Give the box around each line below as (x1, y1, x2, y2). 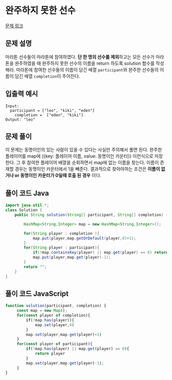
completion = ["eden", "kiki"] (14, 112, 83, 118)
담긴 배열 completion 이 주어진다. (14, 73, 80, 79)
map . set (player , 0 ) (35, 322, 74, 328)
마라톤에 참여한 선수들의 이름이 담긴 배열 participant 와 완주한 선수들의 (16, 66, 159, 72)
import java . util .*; (5, 203, 50, 208)
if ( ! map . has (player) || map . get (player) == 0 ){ (26, 346, 130, 352)
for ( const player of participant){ (16, 341, 93, 347)
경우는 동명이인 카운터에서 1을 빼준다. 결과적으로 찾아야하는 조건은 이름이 (14, 166, 160, 172)
